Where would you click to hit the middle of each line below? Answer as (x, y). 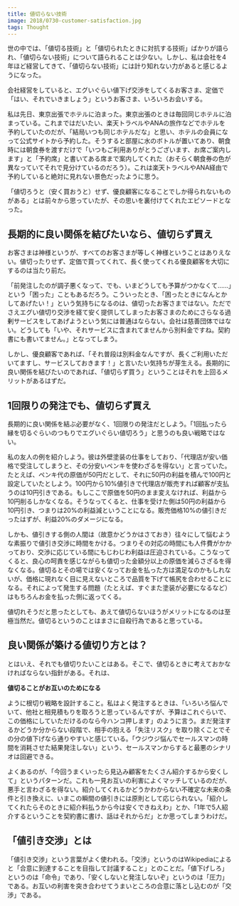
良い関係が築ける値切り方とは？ (78, 645)
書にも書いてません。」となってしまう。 (64, 339)
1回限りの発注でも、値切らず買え (79, 406)
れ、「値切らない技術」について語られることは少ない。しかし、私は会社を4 (117, 57)
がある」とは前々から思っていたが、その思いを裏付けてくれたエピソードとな (119, 201)
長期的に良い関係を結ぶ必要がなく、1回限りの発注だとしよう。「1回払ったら (117, 424)
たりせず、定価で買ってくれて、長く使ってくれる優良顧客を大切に (134, 261)
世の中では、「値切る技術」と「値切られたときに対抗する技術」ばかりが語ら (118, 48)
